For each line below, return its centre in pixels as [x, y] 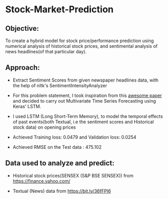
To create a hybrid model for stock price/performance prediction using [80, 41]
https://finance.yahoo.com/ [41, 181]
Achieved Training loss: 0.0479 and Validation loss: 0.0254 [75, 137]
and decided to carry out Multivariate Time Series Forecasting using [84, 101]
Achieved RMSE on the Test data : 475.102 [57, 147]
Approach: [22, 68]
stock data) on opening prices [44, 127]
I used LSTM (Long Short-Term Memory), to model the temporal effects [88, 116]
